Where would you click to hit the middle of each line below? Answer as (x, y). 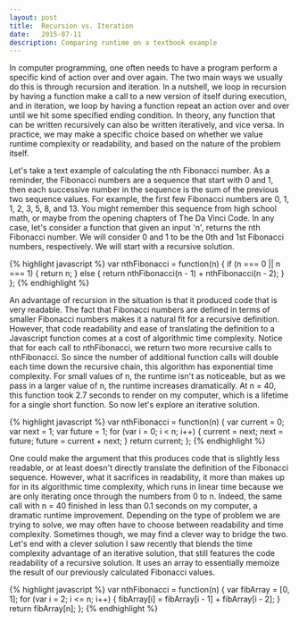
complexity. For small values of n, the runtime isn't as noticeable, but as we (147, 376)
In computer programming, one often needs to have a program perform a (143, 68)
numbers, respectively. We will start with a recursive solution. (122, 247)
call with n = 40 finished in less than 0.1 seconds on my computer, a (133, 506)
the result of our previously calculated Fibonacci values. (112, 572)
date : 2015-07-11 (46, 34)
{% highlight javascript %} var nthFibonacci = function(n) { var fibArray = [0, (149, 590)
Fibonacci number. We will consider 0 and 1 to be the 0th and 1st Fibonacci (146, 237)
